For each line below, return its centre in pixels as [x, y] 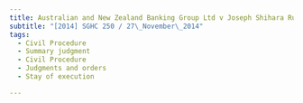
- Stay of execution [56, 77]
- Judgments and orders [62, 69]
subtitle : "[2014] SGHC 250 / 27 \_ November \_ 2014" [106, 26]
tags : [19, 34]
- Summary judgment [54, 51]
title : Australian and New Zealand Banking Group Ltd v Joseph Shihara [147, 18]
